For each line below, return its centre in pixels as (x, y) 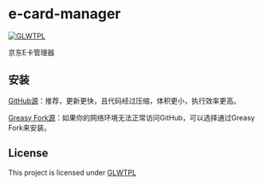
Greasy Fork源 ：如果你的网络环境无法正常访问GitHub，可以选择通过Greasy (131, 117)
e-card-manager (65, 14)
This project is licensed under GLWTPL (73, 172)
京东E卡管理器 (31, 52)
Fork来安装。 (30, 128)
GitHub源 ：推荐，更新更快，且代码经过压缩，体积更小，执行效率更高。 (124, 100)
